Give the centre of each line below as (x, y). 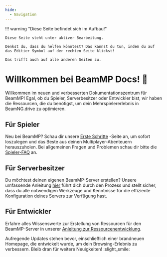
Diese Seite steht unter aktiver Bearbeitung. (54, 38)
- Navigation (23, 14)
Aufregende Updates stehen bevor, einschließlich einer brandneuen (75, 238)
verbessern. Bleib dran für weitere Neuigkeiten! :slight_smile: (68, 249)
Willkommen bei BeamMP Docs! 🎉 (77, 79)
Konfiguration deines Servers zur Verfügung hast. (56, 196)
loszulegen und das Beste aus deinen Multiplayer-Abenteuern (69, 142)
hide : (11, 10)
